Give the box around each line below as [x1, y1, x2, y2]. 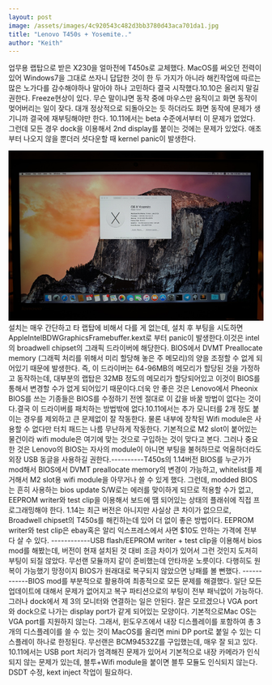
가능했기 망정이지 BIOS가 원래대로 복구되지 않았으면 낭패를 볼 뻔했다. [23, 566, 241, 576]
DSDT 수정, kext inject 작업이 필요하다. [8, 667, 133, 677]
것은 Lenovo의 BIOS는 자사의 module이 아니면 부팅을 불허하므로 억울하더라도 [16, 444, 262, 454]
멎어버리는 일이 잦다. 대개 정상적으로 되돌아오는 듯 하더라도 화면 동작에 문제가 [8, 104, 253, 113]
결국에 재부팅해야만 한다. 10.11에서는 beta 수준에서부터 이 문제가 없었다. [29, 113, 256, 123]
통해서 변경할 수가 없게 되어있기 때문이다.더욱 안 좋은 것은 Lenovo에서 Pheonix [8, 383, 258, 393]
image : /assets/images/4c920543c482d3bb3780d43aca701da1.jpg [8, 21, 219, 30]
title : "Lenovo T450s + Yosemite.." [8, 30, 132, 38]
